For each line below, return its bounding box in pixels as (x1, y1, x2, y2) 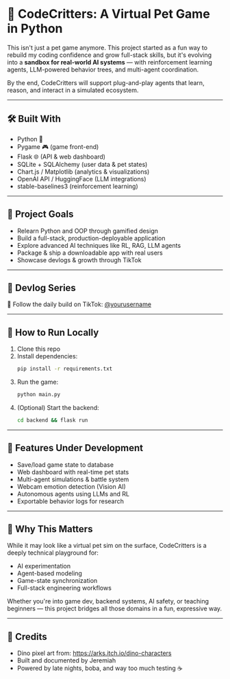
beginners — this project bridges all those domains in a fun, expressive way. (7, 604, 222, 613)
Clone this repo (16, 345, 60, 353)
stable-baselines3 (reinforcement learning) (16, 182, 138, 190)
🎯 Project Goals (7, 209, 74, 220)
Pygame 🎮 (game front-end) (16, 142, 99, 150)
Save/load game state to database (16, 460, 114, 469)
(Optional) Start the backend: (16, 403, 99, 411)
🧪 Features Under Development (7, 442, 144, 454)
